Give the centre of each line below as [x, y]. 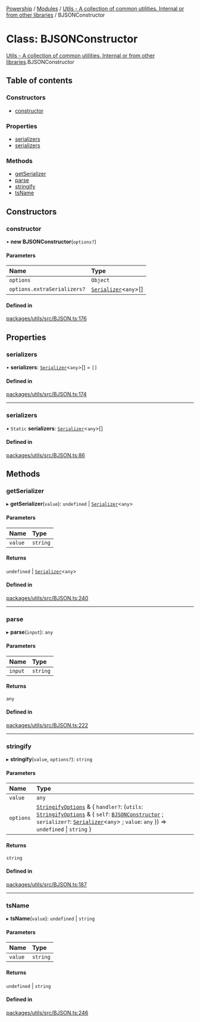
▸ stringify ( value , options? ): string [49, 759]
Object [101, 280]
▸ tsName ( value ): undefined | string [51, 919]
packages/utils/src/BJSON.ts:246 [47, 1012]
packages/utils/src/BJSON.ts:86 [46, 455]
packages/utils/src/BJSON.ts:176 [47, 319]
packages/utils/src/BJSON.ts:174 [46, 394]
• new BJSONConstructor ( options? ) [51, 242]
